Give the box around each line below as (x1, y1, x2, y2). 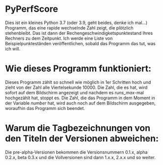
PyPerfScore (5, 3, 58, 15)
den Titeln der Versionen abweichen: (5, 133, 159, 144)
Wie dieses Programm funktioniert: (5, 63, 151, 74)
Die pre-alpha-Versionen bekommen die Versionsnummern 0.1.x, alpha (5, 149, 148, 155)
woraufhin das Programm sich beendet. (5, 105, 85, 111)
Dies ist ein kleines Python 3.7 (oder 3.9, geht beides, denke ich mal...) (5, 20, 148, 26)
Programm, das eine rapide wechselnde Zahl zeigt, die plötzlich (5, 25, 134, 30)
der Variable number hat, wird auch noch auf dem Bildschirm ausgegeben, (5, 100, 156, 106)
